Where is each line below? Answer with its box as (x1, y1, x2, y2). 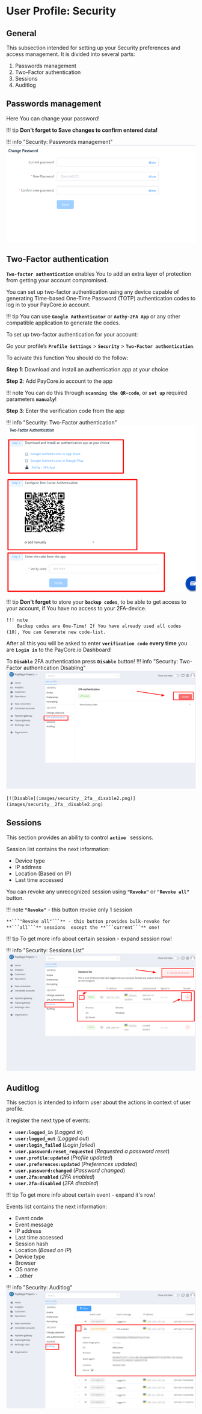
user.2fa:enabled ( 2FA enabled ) (14, 1173, 95, 1180)
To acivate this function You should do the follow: (6, 354, 129, 361)
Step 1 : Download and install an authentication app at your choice (6, 365, 168, 373)
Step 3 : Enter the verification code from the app (6, 407, 125, 414)
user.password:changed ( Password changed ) (14, 1167, 126, 1174)
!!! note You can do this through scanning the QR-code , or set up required (6, 389, 188, 396)
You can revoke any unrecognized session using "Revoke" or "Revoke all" (6, 888, 189, 895)
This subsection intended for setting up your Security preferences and (6, 44, 180, 51)
